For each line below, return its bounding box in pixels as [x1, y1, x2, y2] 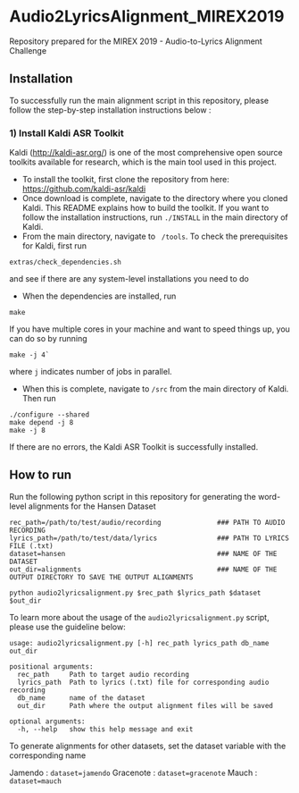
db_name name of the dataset [17, 693, 145, 703]
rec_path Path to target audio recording [17, 670, 190, 679]
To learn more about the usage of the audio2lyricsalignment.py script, [9, 612, 270, 622]
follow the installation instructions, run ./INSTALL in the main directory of [21, 212, 288, 223]
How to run [9, 468, 72, 483]
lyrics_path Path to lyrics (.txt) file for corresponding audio [17, 678, 270, 687]
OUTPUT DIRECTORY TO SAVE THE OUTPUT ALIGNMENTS [9, 572, 194, 582]
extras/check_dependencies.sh [9, 257, 122, 267]
